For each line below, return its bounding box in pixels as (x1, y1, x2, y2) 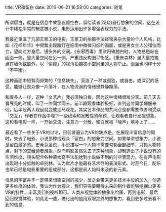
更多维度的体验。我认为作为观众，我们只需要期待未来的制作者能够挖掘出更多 (5, 183, 161, 189)
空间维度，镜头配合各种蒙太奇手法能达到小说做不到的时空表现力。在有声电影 (5, 154, 161, 160)
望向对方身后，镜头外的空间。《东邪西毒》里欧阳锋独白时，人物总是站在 (13, 48, 159, 54)
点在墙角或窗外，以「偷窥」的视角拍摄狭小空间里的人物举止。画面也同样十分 (5, 61, 161, 67)
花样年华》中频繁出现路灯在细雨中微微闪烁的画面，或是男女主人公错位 (13, 42, 157, 48)
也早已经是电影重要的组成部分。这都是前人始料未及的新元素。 (5, 167, 131, 172)
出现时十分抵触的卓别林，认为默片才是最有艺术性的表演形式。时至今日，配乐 (5, 160, 161, 166)
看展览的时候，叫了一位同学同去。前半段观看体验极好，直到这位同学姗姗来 (5, 100, 157, 106)
